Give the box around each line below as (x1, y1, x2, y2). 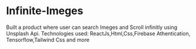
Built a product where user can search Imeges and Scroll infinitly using (6, 24, 178, 31)
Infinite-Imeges (6, 4, 84, 18)
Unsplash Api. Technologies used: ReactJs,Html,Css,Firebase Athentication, (6, 30, 191, 37)
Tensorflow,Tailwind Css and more (6, 36, 90, 43)
